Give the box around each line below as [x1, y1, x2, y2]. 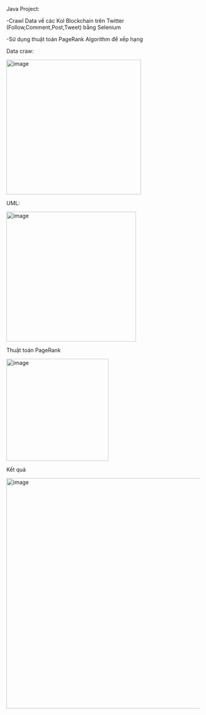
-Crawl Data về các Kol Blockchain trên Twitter [6, 17, 124, 24]
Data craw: [6, 47, 34, 55]
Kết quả [6, 466, 26, 473]
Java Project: [6, 6, 40, 12]
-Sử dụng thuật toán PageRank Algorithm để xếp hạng [6, 36, 143, 42]
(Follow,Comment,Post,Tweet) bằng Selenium [6, 24, 121, 31]
